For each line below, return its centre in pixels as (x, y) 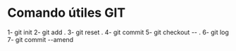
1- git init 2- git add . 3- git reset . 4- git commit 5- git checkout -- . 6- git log (118, 32)
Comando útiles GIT (66, 13)
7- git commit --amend (41, 39)
